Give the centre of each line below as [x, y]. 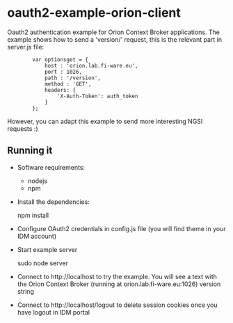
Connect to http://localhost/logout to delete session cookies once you [117, 305]
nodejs [37, 181]
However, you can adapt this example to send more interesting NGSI [105, 121]
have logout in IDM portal [54, 312]
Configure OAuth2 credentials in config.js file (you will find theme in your [121, 228]
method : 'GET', [68, 84]
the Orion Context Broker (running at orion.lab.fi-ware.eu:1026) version [119, 284]
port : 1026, [63, 72]
